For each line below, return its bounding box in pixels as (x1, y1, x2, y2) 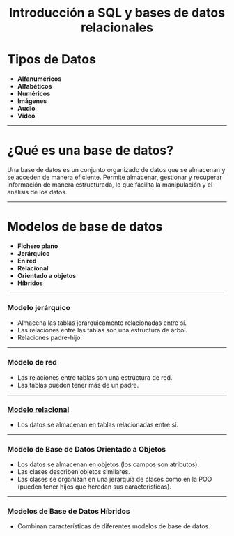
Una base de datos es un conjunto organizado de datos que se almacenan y (7, 166, 226, 174)
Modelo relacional (7, 404, 70, 414)
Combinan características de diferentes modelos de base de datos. (17, 522, 210, 530)
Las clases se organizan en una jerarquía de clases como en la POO (17, 475, 212, 484)
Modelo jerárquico (7, 303, 71, 312)
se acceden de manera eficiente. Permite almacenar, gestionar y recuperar (7, 173, 222, 182)
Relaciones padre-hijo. (17, 333, 82, 342)
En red (17, 256, 37, 265)
